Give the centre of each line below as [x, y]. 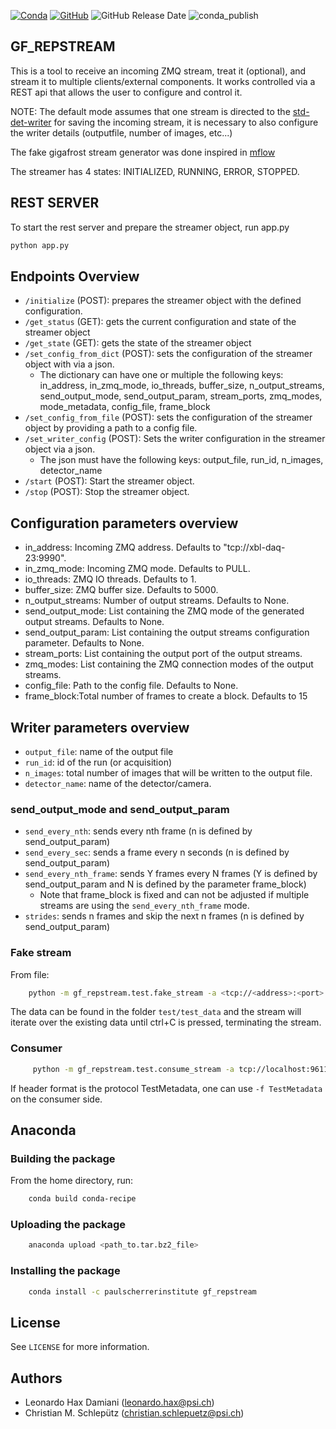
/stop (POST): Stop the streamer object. [107, 492]
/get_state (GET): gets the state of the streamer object [138, 343]
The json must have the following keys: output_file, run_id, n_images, [181, 460]
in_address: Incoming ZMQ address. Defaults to [123, 547]
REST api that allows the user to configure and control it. [126, 92]
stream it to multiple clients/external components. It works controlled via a [163, 81]
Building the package [63, 1158]
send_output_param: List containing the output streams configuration [167, 632]
